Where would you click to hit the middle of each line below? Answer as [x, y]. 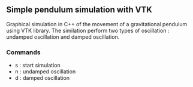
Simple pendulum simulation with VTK [79, 10]
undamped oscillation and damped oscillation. [63, 37]
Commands [23, 52]
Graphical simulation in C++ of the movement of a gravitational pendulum [97, 24]
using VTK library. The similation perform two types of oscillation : [88, 30]
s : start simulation [38, 66]
